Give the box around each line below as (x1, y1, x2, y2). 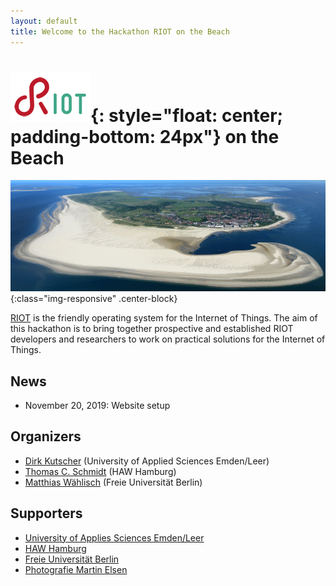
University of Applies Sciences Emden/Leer (24, 531, 205, 544)
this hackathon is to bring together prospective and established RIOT (10, 323, 294, 335)
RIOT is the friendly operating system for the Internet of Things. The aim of (10, 312, 318, 324)
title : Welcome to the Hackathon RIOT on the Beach (10, 26, 230, 37)
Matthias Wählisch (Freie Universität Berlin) (24, 476, 203, 488)
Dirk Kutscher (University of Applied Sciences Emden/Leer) (24, 455, 270, 467)
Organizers (10, 428, 82, 445)
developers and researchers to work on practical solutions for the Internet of (10, 333, 326, 345)
